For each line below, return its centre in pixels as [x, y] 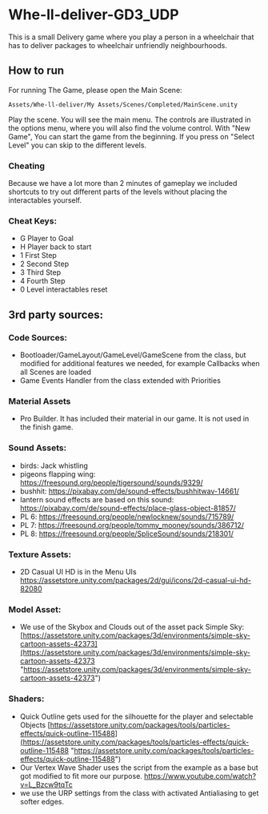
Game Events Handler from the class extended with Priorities [120, 381]
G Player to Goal [47, 239]
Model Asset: [35, 609]
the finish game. [46, 427]
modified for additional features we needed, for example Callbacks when [140, 364]
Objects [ [35, 725]
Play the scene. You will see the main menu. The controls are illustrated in [130, 119]
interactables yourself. [45, 200]
